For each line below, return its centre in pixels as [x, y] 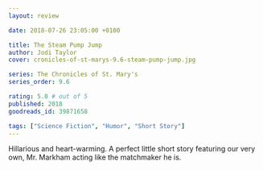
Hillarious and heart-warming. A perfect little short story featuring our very [132, 149]
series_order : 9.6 [39, 82]
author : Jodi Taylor [43, 52]
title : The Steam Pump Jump [55, 45]
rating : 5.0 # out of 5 [48, 97]
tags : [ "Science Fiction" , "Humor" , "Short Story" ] [97, 126]
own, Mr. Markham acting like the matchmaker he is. [95, 157]
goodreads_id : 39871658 [48, 111]
